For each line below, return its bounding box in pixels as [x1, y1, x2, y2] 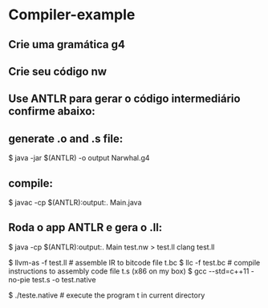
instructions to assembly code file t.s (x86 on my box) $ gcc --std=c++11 [8, 266, 250, 276]
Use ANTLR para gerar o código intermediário [8, 92, 241, 106]
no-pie [8, 274, 30, 284]
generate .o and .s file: [8, 132, 124, 145]
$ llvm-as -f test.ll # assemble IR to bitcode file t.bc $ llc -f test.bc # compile [8, 257, 261, 267]
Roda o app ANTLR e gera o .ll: [8, 221, 163, 234]
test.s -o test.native [31, 274, 96, 284]
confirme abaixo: [8, 104, 96, 118]
